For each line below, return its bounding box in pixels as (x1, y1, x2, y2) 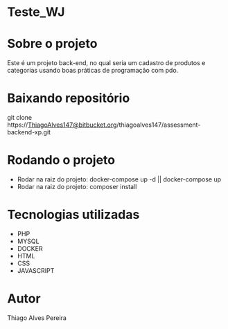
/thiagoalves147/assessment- (116, 121, 201, 129)
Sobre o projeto (7, 36, 98, 52)
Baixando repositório (7, 91, 130, 106)
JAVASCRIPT (17, 266, 55, 274)
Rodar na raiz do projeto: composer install (17, 183, 137, 190)
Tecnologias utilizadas (7, 207, 140, 222)
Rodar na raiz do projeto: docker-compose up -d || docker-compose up (17, 175, 222, 184)
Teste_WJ (7, 4, 65, 20)
